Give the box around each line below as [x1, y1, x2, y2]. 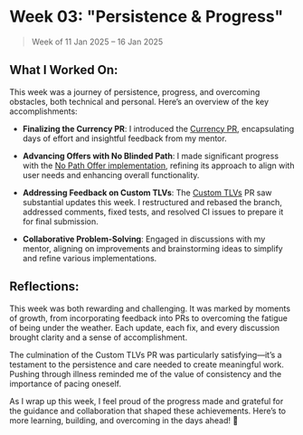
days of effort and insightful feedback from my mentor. [22, 133, 228, 144]
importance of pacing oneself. [9, 378, 122, 389]
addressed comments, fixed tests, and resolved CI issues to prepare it [22, 206, 284, 217]
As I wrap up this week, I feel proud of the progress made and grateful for [9, 395, 284, 406]
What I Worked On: [9, 62, 118, 78]
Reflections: [9, 279, 80, 295]
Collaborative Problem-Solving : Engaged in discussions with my [22, 233, 266, 244]
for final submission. [22, 215, 99, 227]
